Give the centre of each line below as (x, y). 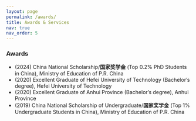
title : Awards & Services (38, 22)
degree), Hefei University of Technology (63, 86)
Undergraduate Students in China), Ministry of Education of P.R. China (99, 112)
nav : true (18, 28)
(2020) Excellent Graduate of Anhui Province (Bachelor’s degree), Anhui (102, 92)
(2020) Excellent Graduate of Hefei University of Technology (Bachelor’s (102, 80)
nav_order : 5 (22, 33)
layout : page (22, 11)
